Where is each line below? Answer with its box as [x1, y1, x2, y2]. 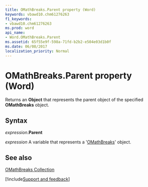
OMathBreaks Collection [5, 167, 55, 173]
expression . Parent [5, 130, 43, 136]
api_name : [5, 30, 26, 35]
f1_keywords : [5, 16, 32, 21]
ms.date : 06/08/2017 [5, 44, 48, 49]
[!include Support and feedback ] [5, 176, 70, 182]
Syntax [5, 116, 28, 125]
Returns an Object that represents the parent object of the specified [5, 97, 144, 103]
